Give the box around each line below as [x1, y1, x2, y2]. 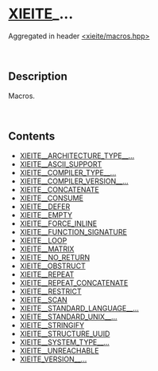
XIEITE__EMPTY [19, 210, 73, 219]
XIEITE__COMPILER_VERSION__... [19, 176, 129, 186]
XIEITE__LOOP [19, 235, 67, 245]
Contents [8, 129, 56, 144]
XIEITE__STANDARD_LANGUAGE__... [19, 303, 139, 313]
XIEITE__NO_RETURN [19, 252, 90, 262]
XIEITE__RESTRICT [19, 286, 82, 296]
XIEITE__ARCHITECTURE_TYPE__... [19, 151, 135, 160]
